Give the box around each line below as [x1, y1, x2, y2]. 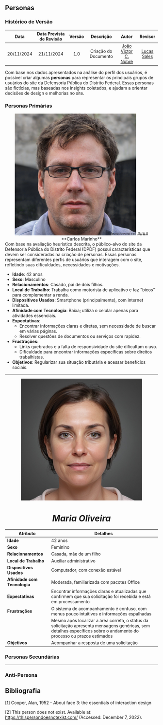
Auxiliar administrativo [51, 558, 96, 564]
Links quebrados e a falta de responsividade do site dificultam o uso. [19, 344, 158, 350]
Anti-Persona [5, 671, 38, 678]
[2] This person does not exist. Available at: [5, 709, 92, 715]
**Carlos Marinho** [61, 236, 102, 242]
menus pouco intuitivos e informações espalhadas [51, 611, 152, 616]
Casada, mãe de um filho [51, 551, 101, 557]
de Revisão [39, 36, 63, 42]
